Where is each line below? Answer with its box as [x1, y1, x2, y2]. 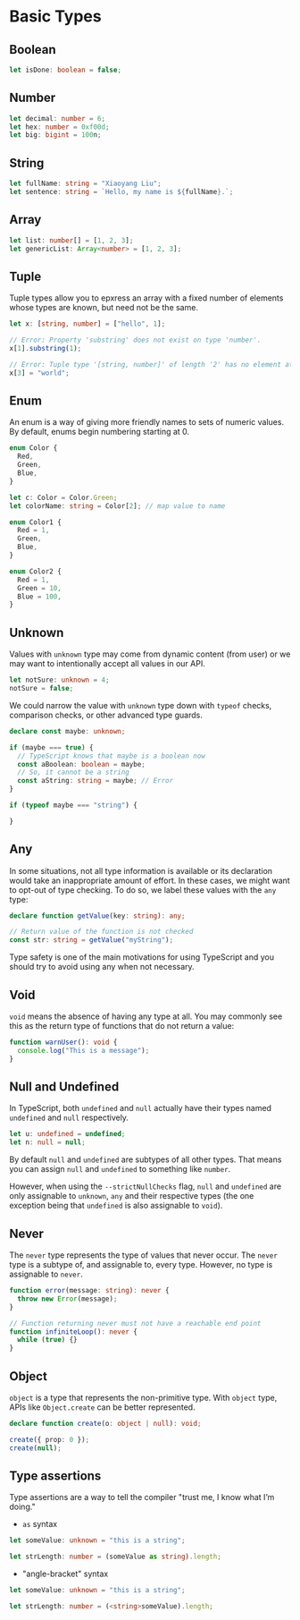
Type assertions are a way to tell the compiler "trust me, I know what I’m [9, 1492, 275, 1503]
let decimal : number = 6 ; [9, 114, 105, 123]
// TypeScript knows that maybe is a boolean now [17, 751, 205, 760]
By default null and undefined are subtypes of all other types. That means [9, 1154, 282, 1165]
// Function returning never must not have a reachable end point [9, 1319, 262, 1327]
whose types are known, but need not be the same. [9, 302, 199, 313]
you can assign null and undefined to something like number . [9, 1164, 231, 1175]
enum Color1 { [9, 517, 62, 527]
